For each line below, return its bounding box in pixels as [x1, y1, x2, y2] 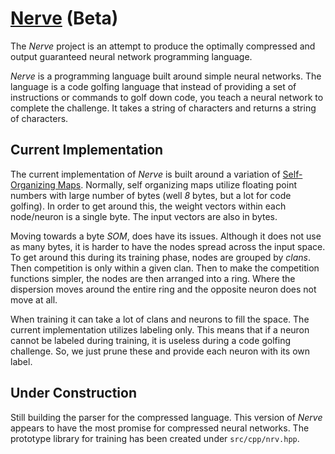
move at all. [10, 293, 58, 306]
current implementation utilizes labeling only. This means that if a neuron [10, 323, 310, 336]
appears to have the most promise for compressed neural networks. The [10, 422, 310, 434]
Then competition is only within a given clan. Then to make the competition [10, 262, 320, 274]
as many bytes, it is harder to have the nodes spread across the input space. [10, 240, 326, 252]
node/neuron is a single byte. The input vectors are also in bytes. [10, 210, 278, 222]
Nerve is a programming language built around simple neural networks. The [10, 70, 322, 82]
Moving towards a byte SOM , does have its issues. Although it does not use [10, 230, 322, 242]
